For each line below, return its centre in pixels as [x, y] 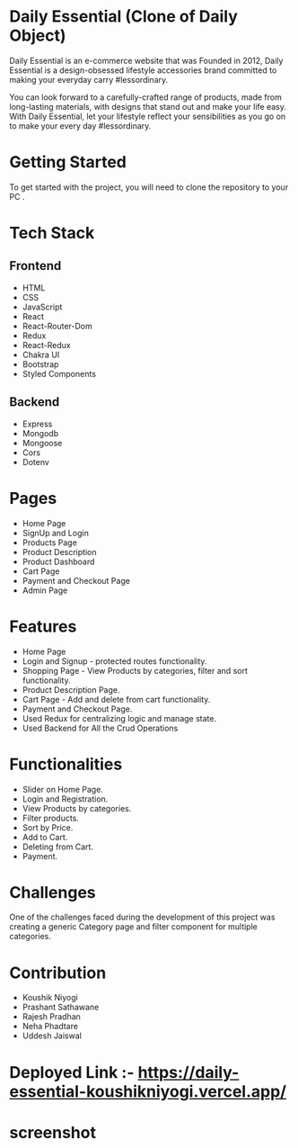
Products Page [50, 543]
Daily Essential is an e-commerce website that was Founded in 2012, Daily [146, 60]
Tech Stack [52, 233]
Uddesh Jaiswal [52, 1036]
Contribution [58, 973]
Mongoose [42, 443]
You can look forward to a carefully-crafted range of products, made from [146, 97]
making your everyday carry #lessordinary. [89, 79]
